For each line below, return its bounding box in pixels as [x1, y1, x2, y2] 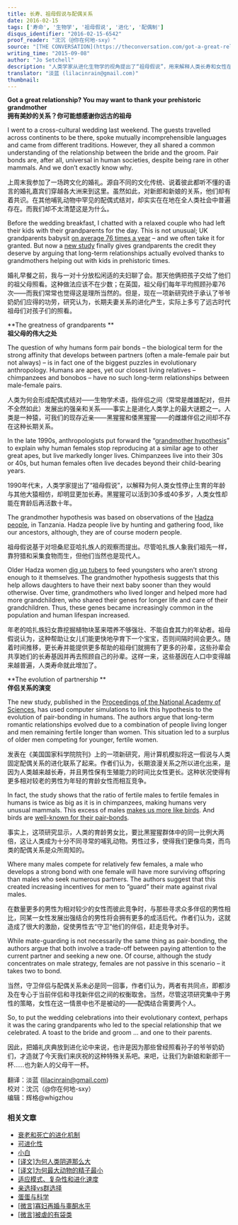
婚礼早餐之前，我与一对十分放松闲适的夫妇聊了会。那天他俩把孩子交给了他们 [7, 271, 231, 280]
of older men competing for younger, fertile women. [7, 735, 159, 744]
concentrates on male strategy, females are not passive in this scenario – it [7, 959, 225, 968]
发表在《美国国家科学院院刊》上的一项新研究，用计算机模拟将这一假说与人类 [7, 750, 231, 759]
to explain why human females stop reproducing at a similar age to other [7, 444, 218, 452]
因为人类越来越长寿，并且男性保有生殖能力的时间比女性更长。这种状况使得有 [7, 768, 231, 776]
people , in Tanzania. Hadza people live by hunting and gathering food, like [7, 520, 224, 529]
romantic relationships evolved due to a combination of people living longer [7, 720, 227, 729]
